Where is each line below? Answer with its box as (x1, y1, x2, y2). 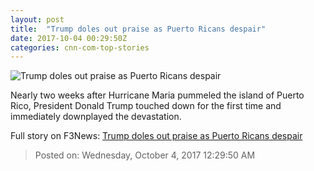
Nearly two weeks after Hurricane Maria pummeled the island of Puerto (10, 89, 305, 101)
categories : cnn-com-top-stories (10, 42, 150, 53)
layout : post (10, 14, 65, 25)
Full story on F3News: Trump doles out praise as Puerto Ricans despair (10, 130, 303, 142)
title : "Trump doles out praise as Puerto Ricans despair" (10, 24, 267, 34)
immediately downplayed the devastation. (10, 111, 182, 123)
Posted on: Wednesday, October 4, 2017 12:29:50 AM (34, 149, 256, 161)
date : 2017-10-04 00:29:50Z (10, 33, 128, 43)
